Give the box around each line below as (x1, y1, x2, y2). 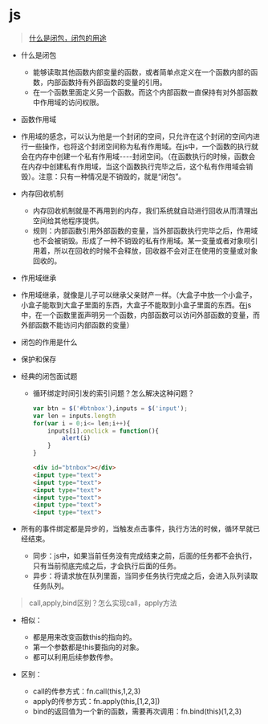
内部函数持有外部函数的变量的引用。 (47, 77, 167, 87)
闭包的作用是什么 (20, 337, 78, 347)
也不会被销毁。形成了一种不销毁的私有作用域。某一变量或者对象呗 (32, 235, 251, 246)
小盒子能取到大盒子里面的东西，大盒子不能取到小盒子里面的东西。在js (20, 299, 252, 310)
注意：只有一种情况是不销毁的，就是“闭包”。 (38, 171, 186, 181)
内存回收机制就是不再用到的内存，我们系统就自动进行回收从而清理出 (32, 205, 258, 215)
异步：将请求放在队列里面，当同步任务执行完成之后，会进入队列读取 (32, 571, 258, 581)
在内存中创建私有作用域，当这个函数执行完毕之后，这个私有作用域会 (20, 161, 246, 171)
